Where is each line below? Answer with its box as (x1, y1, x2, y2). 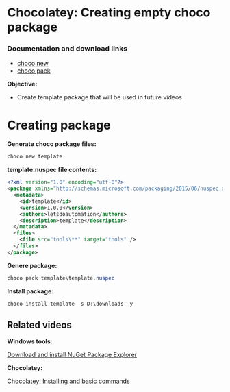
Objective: (7, 80, 38, 88)
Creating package (7, 117, 111, 133)
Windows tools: (7, 337, 53, 345)
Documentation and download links (7, 44, 128, 53)
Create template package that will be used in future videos (16, 93, 183, 101)
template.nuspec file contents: (7, 166, 97, 174)
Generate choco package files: (7, 140, 97, 148)
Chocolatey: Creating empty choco (7, 5, 211, 21)
